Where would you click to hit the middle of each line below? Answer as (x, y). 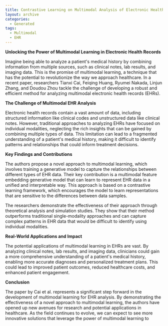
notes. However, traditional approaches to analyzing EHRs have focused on (83, 123)
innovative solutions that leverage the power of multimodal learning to (77, 318)
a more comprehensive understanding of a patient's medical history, (75, 256)
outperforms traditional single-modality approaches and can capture (76, 216)
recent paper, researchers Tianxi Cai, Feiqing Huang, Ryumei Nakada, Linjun (84, 82)
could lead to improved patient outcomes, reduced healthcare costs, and (80, 267)
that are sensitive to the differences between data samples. (66, 196)
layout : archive (22, 14)
